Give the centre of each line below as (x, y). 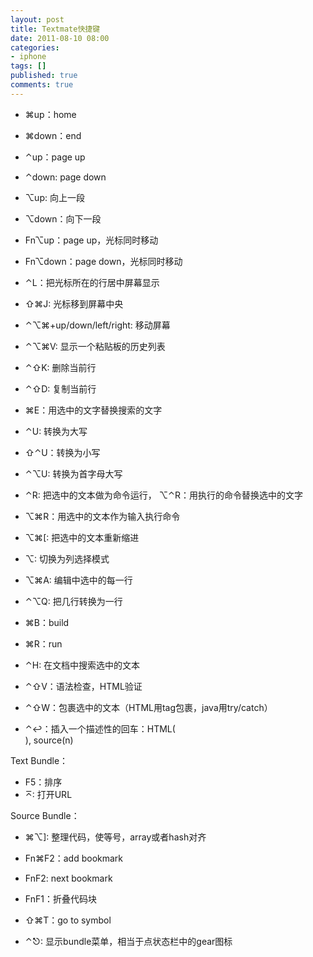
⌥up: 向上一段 (54, 197)
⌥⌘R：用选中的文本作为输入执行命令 (102, 516)
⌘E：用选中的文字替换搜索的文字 (93, 410)
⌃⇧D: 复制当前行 (60, 388)
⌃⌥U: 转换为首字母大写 (73, 473)
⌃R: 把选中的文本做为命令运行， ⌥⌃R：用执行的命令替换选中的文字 (163, 495)
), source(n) (49, 740)
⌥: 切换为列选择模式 (67, 558)
